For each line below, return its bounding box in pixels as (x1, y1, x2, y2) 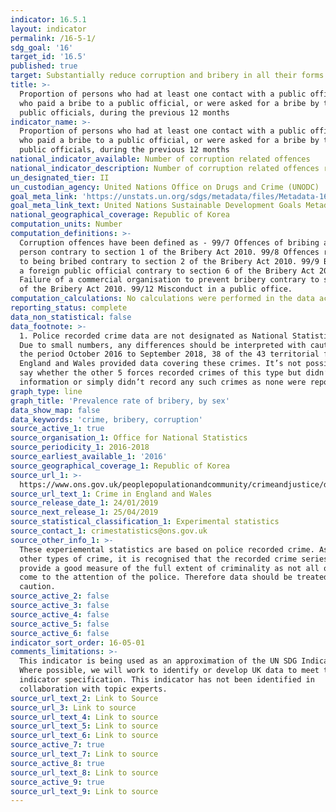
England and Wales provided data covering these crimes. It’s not (19, 359, 302, 369)
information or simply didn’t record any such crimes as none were (19, 377, 307, 387)
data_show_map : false (10, 405, 101, 415)
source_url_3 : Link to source (10, 702, 137, 713)
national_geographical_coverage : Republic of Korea (10, 210, 230, 220)
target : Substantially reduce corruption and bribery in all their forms (10, 71, 325, 81)
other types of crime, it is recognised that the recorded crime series (19, 554, 329, 564)
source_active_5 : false (10, 619, 110, 629)
